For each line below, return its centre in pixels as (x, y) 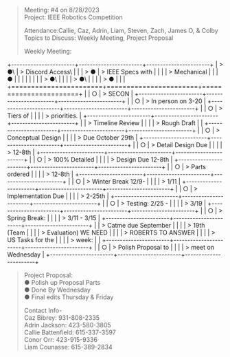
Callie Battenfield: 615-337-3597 (70, 332)
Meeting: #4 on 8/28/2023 (61, 10)
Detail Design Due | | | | (189, 145)
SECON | (121, 94)
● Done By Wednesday (57, 290)
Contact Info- (43, 310)
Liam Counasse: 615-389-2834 (68, 347)
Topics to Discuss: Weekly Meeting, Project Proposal (99, 38)
